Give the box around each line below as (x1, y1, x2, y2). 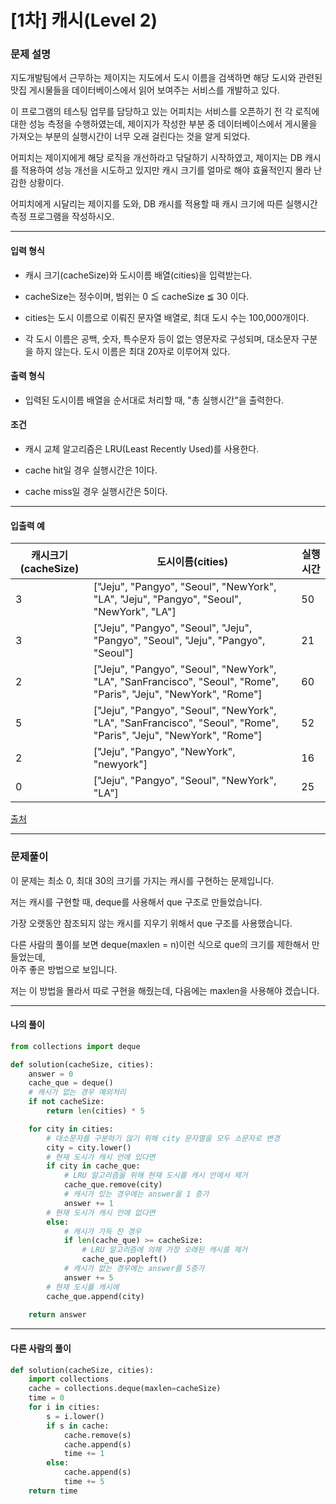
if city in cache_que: (46, 1161, 141, 1171)
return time (28, 1486, 78, 1496)
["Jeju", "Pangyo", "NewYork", (93, 745, 236, 759)
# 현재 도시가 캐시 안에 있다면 (46, 1152, 156, 1162)
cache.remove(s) (63, 1430, 132, 1440)
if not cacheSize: (28, 1097, 105, 1107)
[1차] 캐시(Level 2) (10, 9, 158, 32)
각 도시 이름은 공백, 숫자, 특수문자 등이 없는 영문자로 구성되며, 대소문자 (24, 332, 300, 345)
